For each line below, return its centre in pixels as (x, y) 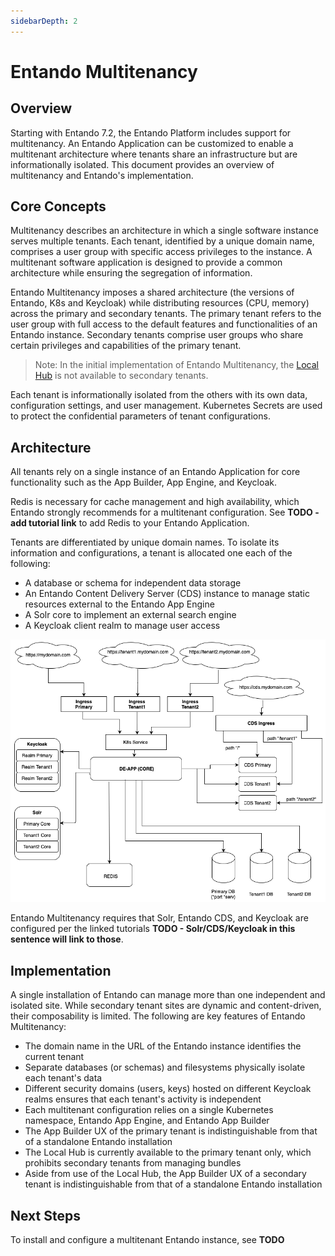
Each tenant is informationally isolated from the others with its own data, (159, 395)
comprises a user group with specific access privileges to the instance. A (161, 252)
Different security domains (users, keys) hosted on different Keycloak (168, 1089)
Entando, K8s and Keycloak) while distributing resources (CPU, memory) (160, 303)
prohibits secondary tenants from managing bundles (133, 1163)
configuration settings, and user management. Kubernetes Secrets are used (166, 406)
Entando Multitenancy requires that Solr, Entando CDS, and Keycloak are (159, 918)
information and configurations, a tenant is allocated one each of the (151, 553)
